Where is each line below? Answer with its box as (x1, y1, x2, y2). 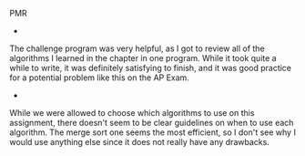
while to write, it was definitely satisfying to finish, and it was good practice (9, 63, 292, 73)
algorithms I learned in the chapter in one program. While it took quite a (9, 53, 277, 63)
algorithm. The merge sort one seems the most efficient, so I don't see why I (9, 127, 296, 138)
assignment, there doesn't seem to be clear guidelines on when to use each (9, 118, 294, 128)
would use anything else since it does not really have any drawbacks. (9, 137, 270, 147)
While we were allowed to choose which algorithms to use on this (9, 108, 255, 118)
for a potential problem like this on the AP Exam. (9, 72, 189, 83)
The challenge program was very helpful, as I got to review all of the (9, 43, 266, 54)
